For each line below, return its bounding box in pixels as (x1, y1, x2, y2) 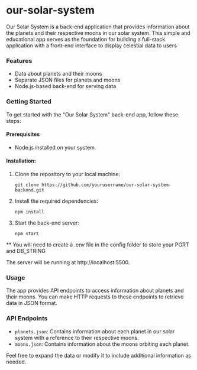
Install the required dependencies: (14, 197, 99, 205)
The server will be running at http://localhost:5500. (6, 258, 130, 266)
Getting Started (6, 98, 51, 106)
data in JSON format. (6, 300, 58, 307)
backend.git (14, 187, 44, 193)
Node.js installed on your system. (14, 144, 96, 151)
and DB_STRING (6, 247, 46, 254)
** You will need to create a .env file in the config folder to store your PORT (6, 241, 189, 248)
